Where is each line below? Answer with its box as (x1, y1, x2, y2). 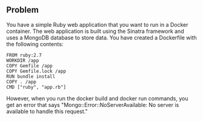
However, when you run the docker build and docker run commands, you (6, 94, 188, 102)
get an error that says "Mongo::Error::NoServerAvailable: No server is (6, 101, 179, 108)
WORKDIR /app (6, 57, 39, 63)
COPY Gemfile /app (6, 63, 53, 69)
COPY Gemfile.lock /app (6, 68, 67, 74)
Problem (6, 5, 39, 15)
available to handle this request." (6, 108, 88, 115)
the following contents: (6, 40, 64, 47)
